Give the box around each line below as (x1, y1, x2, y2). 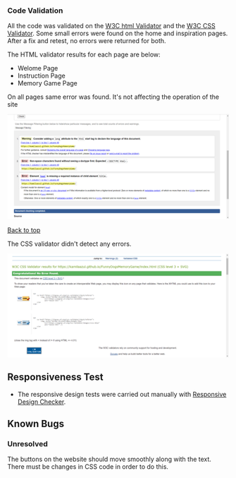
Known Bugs (7, 418, 65, 430)
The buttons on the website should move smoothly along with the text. (7, 455, 211, 464)
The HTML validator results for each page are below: (7, 50, 161, 59)
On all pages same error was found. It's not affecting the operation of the (7, 92, 220, 101)
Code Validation (7, 6, 63, 16)
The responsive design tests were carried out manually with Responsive (17, 390, 227, 398)
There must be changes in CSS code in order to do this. (7, 462, 169, 471)
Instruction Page (17, 71, 66, 80)
